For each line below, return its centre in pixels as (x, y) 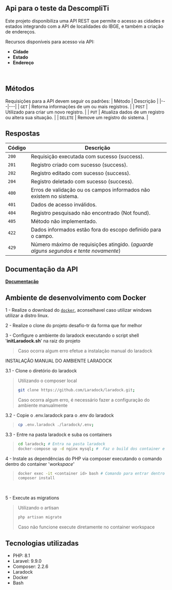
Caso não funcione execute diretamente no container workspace (86, 527)
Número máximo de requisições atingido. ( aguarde (92, 244)
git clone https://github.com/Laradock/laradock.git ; (76, 390)
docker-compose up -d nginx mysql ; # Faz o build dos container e (91, 449)
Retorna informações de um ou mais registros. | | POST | (90, 106)
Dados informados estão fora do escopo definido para (96, 230)
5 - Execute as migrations (32, 498)
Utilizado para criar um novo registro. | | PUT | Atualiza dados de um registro (85, 112)
